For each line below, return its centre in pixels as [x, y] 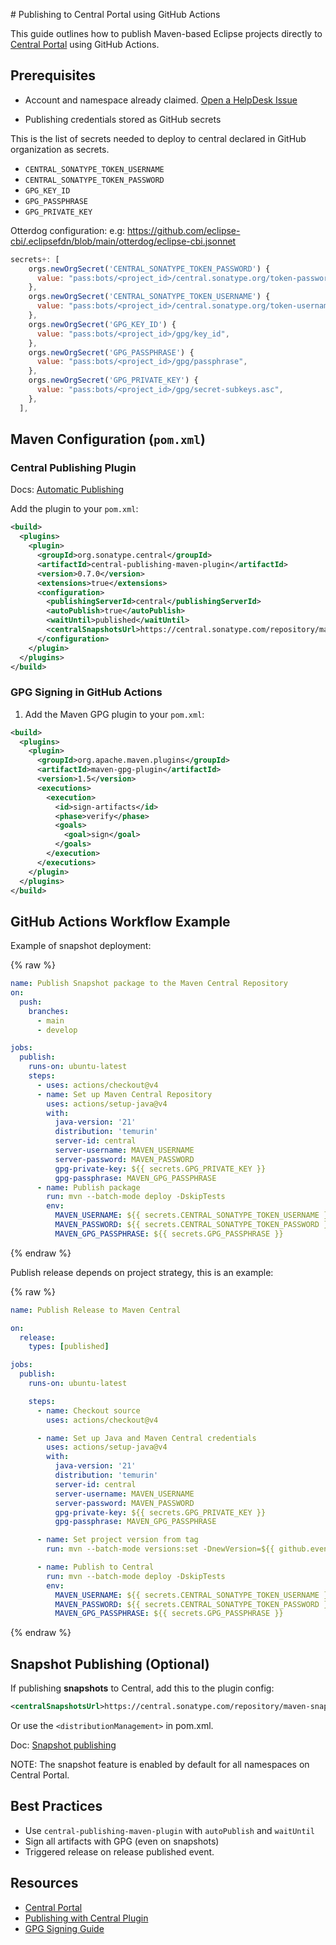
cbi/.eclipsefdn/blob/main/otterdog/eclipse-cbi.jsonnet [123, 241]
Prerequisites [53, 75]
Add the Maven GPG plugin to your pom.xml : [114, 714]
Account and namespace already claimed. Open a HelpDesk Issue [161, 100]
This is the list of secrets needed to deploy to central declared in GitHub [158, 138]
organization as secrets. [60, 149]
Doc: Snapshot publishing [63, 1745]
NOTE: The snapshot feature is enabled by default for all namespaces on [160, 1765]
